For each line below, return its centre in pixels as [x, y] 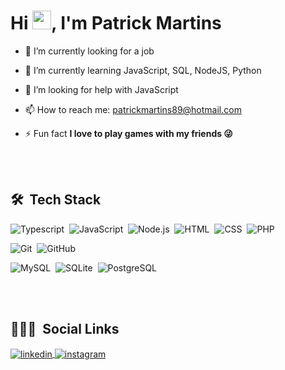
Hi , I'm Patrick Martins [116, 23]
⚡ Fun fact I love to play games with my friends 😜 [128, 133]
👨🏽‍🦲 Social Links [65, 329]
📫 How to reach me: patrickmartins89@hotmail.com [133, 109]
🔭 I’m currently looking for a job [89, 51]
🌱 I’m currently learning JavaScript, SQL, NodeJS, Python [143, 70]
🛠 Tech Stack [56, 200]
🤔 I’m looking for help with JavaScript [101, 89]
